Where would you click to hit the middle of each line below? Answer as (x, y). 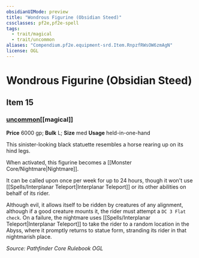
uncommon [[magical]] (40, 119)
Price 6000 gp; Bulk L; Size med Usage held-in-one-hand (78, 133)
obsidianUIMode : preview (37, 12)
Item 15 (20, 103)
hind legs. (19, 151)
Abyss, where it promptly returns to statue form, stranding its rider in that (97, 230)
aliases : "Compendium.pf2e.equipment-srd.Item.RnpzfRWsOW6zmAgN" (89, 46)
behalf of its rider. (28, 193)
